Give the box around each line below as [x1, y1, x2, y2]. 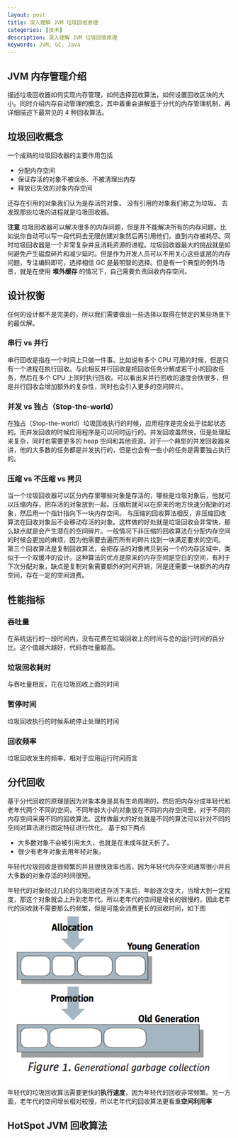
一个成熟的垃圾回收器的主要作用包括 [7, 151, 113, 159]
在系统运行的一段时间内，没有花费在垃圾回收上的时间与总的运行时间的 [7, 634, 212, 643]
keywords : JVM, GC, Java [7, 41, 81, 49]
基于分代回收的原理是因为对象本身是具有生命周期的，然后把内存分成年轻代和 [7, 796, 231, 805]
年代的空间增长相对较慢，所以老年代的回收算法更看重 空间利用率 [25, 1097, 212, 1105]
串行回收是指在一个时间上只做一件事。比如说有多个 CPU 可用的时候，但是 [7, 355, 223, 364]
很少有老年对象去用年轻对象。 [17, 847, 105, 855]
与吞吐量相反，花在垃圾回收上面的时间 [7, 680, 119, 689]
